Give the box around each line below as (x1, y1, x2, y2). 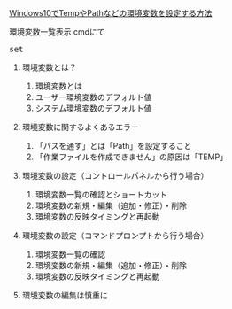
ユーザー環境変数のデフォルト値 (35, 92, 152, 102)
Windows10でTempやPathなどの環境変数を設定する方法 (9, 8, 213, 18)
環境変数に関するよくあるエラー (21, 122, 139, 132)
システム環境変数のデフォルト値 (35, 103, 152, 113)
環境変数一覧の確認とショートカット (35, 189, 168, 199)
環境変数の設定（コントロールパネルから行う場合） (21, 171, 209, 181)
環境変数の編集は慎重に (21, 290, 108, 300)
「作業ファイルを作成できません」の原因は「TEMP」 (35, 151, 228, 162)
